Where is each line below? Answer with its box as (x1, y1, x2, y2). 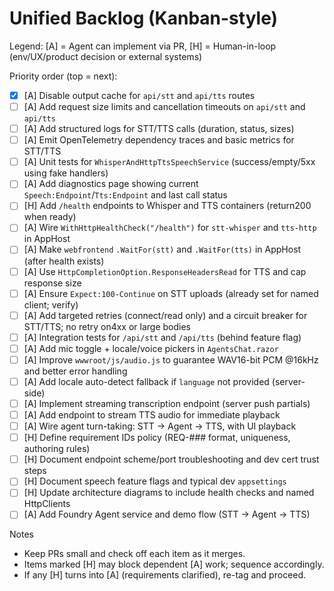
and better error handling (23, 365, 128, 377)
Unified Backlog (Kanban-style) (9, 7, 279, 30)
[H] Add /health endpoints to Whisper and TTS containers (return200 (23, 200, 312, 212)
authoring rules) (23, 443, 91, 455)
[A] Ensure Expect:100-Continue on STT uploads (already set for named (23, 287, 319, 299)
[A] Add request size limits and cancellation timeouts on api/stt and (23, 101, 306, 112)
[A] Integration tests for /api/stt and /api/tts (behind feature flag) (23, 331, 302, 343)
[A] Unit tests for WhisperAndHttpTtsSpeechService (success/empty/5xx (23, 156, 316, 168)
